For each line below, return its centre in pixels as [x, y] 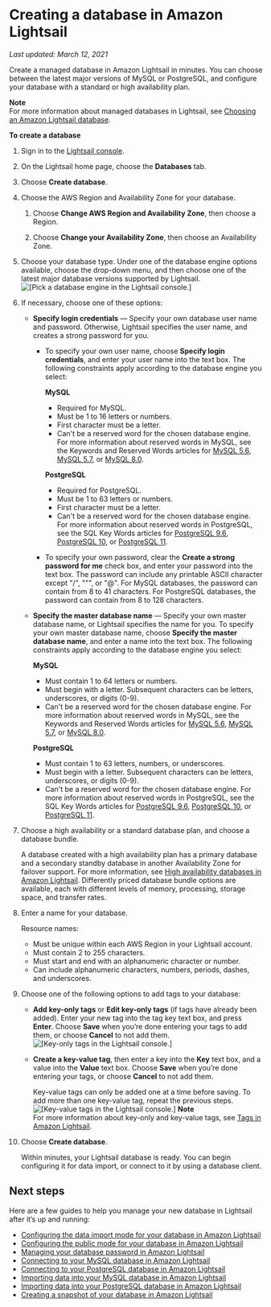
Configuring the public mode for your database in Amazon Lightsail [132, 1243]
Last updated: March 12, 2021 [58, 54]
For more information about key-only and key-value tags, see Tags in [147, 1117]
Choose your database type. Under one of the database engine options [139, 261]
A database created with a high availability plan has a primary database [139, 854]
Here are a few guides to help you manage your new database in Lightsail [131, 1210]
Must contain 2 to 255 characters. [89, 952]
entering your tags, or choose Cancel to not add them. [123, 1076]
